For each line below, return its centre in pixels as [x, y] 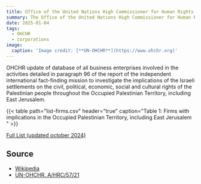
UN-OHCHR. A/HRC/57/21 [47, 174]
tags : [13, 28]
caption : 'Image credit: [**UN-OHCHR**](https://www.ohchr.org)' [95, 51]
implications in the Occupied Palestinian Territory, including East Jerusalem [99, 117]
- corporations [31, 39]
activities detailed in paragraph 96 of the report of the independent [89, 74]
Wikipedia [27, 168]
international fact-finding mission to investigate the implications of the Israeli [100, 80]
